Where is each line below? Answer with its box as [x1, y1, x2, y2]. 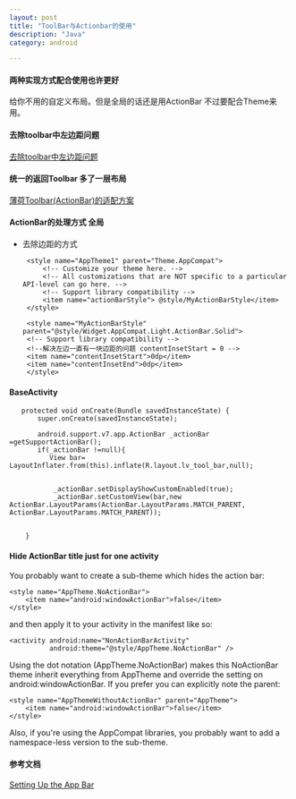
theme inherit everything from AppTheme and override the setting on [9, 669, 264, 680]
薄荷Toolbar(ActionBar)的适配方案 [9, 194, 134, 206]
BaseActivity [9, 387, 58, 397]
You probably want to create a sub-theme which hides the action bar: [9, 570, 266, 582]
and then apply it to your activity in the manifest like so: [9, 619, 213, 630]
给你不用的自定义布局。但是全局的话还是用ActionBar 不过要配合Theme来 [9, 96, 277, 107]
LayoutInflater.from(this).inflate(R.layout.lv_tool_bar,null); [9, 462, 254, 471]
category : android [9, 38, 78, 47]
